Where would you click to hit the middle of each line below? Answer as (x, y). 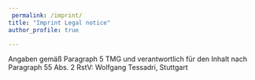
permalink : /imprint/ (47, 15)
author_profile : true (44, 30)
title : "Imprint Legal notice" (59, 23)
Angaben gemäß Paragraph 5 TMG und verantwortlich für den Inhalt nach (128, 59)
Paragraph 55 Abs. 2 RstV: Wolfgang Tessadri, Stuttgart (98, 67)
